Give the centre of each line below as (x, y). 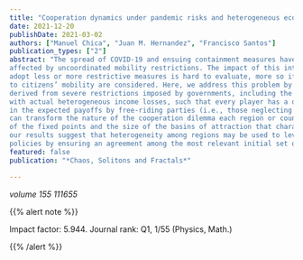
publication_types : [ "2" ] (58, 51)
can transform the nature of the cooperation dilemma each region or (143, 118)
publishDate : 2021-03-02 (56, 34)
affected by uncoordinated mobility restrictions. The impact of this (145, 69)
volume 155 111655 (44, 194)
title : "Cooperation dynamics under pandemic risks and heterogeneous (145, 18)
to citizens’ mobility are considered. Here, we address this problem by (151, 85)
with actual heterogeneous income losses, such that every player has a (149, 102)
